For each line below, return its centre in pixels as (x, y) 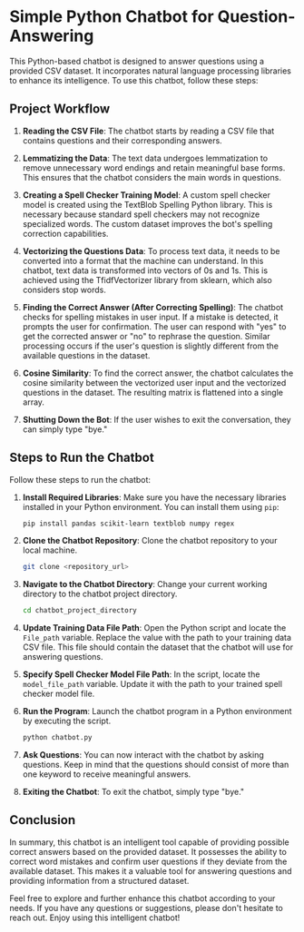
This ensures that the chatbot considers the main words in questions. (152, 177)
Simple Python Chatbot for (112, 17)
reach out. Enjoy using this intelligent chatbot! (95, 917)
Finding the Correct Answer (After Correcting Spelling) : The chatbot (153, 307)
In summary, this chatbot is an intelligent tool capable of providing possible (149, 842)
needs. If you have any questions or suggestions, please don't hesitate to (147, 907)
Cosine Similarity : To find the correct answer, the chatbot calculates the (158, 373)
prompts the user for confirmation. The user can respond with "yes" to (154, 326)
